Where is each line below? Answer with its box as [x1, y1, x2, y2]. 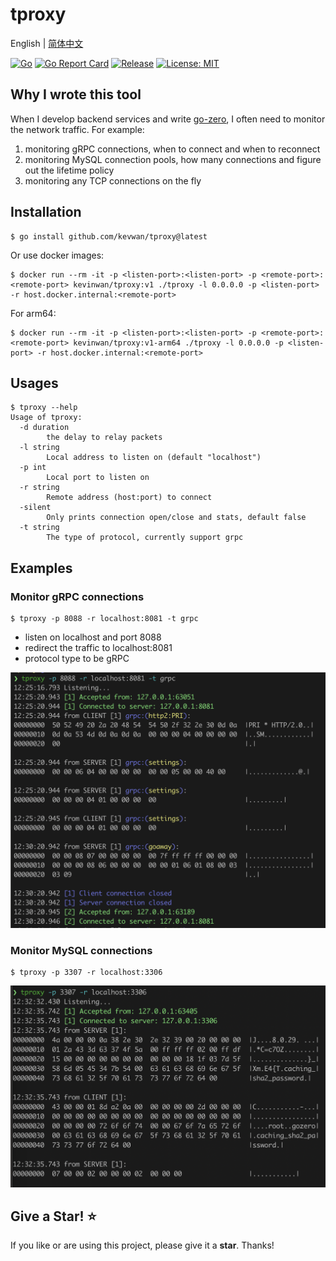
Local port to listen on [46, 473, 150, 483]
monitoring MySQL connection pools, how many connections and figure [24, 153, 322, 165]
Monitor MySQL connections [10, 943, 153, 957]
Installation [10, 204, 82, 221]
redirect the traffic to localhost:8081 [24, 642, 173, 654]
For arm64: [10, 307, 57, 319]
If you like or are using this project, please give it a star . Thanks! [10, 1239, 275, 1252]
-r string [19, 483, 60, 493]
